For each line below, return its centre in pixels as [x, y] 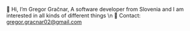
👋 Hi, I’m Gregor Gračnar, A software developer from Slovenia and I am [95, 9]
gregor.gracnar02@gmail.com [44, 22]
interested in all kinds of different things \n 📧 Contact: [74, 15]
